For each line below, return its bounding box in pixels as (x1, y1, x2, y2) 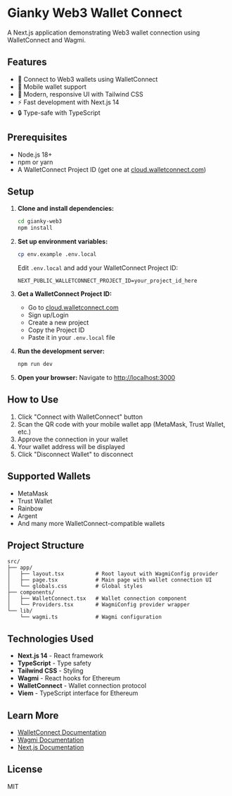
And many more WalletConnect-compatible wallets (17, 519, 165, 527)
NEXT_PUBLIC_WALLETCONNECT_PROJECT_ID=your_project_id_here (17, 277, 198, 284)
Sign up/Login (27, 311, 69, 319)
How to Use (7, 393, 59, 406)
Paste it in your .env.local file (27, 333, 115, 341)
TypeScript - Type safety (17, 659, 91, 668)
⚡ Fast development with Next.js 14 (17, 97, 120, 106)
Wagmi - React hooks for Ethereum (17, 674, 121, 682)
